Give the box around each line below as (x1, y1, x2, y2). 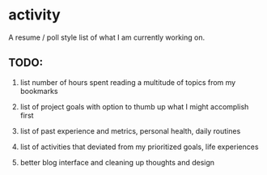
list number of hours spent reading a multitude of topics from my (19, 77, 236, 87)
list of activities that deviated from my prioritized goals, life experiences (19, 142, 259, 152)
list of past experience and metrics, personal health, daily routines (19, 126, 241, 135)
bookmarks (19, 86, 58, 96)
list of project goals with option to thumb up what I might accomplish (19, 101, 249, 111)
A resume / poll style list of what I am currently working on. (8, 32, 205, 42)
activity (8, 6, 61, 24)
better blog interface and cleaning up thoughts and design (19, 157, 215, 167)
